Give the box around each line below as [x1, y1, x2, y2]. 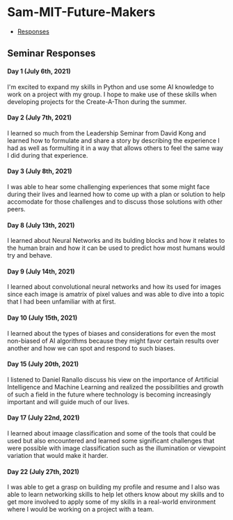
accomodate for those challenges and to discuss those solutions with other [7, 197, 223, 206]
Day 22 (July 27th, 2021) [7, 467, 80, 475]
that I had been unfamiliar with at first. [7, 297, 116, 306]
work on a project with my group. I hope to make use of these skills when [7, 90, 217, 98]
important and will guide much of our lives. [7, 397, 130, 406]
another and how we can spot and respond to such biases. [7, 343, 176, 352]
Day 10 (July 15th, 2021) [7, 313, 78, 322]
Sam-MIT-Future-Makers [7, 4, 156, 20]
